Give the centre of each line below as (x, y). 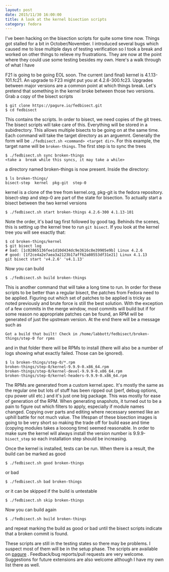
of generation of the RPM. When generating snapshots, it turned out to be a (83, 401)
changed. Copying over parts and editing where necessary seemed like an (82, 412)
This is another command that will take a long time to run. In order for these (83, 287)
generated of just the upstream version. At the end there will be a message (82, 320)
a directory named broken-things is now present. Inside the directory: (77, 169)
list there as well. (23, 565)
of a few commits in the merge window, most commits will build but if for (80, 309)
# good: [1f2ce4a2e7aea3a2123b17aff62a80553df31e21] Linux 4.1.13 (76, 255)
